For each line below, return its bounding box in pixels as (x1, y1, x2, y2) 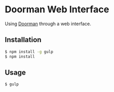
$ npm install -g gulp (5, 49, 53, 54)
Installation (5, 35, 42, 44)
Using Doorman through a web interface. (5, 21, 91, 27)
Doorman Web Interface (5, 4, 109, 15)
